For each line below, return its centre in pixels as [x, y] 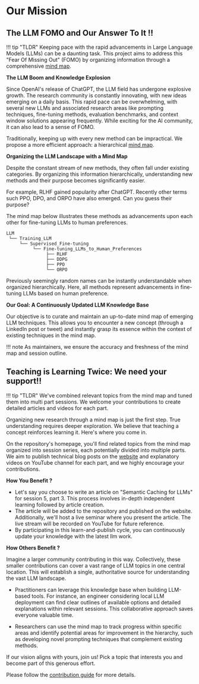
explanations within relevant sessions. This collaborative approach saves [104, 609]
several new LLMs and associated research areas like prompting [85, 108]
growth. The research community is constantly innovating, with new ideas [97, 95]
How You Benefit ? [29, 480]
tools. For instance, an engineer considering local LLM [98, 596]
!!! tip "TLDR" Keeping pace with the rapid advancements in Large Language [99, 47]
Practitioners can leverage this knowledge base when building [91, 590]
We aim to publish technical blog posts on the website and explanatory [93, 456]
